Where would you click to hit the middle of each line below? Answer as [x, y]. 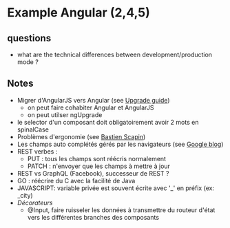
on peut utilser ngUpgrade [65, 114]
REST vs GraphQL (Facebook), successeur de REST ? [93, 173]
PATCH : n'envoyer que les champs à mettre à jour [99, 166]
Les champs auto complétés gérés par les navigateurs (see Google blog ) [120, 144]
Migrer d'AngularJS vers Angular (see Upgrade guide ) [93, 100]
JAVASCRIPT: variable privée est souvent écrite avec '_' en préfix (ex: [116, 188]
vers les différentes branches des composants [93, 217]
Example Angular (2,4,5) [79, 13]
